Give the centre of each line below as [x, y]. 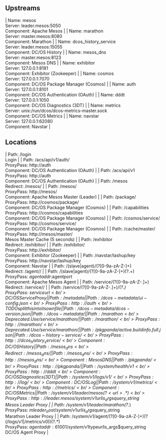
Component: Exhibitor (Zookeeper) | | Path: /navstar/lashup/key [70, 255]
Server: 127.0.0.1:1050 [27, 100]
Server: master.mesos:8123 [33, 57]
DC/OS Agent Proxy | [27, 432]
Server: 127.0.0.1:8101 [27, 89]
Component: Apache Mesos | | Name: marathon [54, 31]
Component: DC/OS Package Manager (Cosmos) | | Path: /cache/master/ [80, 228]
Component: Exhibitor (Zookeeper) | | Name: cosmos [60, 73]
